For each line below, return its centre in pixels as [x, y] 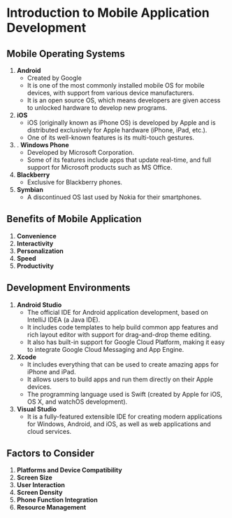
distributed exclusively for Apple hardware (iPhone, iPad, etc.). [117, 130]
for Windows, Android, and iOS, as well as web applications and [119, 424]
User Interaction [41, 485]
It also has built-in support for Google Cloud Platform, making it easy [126, 342]
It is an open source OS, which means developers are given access [124, 100]
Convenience [36, 236]
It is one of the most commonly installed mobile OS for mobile [116, 85]
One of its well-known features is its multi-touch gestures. [111, 137]
